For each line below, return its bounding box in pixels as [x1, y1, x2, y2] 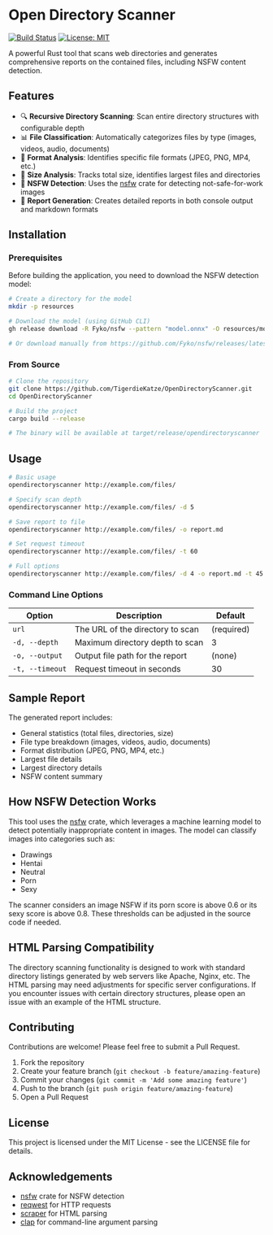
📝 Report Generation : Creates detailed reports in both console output [19, 195, 253, 205]
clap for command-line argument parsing [19, 1217, 158, 1227]
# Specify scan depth [8, 495, 82, 503]
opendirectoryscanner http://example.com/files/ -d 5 [8, 502, 195, 511]
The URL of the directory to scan [74, 624, 199, 635]
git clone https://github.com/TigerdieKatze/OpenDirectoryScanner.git [8, 385, 253, 393]
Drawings [19, 850, 53, 859]
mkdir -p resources [8, 302, 75, 311]
